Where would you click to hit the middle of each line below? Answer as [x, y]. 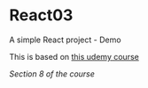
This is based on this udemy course [74, 56]
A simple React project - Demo [65, 40]
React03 [41, 15]
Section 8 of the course [52, 73]
